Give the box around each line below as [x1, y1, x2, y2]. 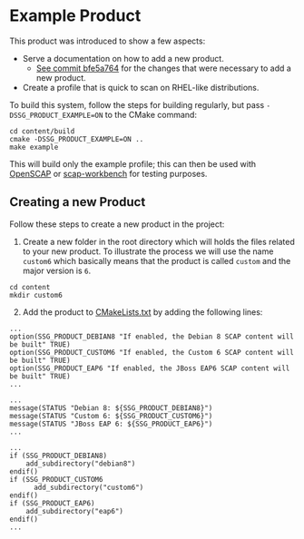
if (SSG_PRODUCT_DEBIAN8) [9, 451, 107, 460]
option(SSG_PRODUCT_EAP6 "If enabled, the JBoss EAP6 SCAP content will [9, 364, 290, 373]
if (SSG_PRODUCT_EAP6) [9, 498, 95, 508]
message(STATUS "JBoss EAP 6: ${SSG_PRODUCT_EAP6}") [9, 419, 213, 428]
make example [9, 142, 59, 152]
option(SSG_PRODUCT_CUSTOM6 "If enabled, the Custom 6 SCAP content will [9, 348, 295, 357]
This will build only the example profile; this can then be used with [9, 158, 257, 169]
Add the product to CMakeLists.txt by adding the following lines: [22, 306, 263, 318]
